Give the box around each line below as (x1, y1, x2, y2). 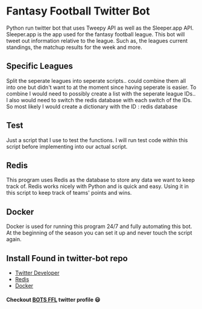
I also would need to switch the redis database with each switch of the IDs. (6, 96, 192, 103)
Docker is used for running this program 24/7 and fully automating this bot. (6, 223, 192, 230)
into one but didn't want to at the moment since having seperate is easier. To (6, 83, 197, 91)
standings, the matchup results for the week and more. (6, 44, 143, 51)
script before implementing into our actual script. (6, 143, 128, 150)
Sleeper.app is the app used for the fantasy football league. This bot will (6, 30, 185, 37)
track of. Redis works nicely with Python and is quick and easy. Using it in (6, 183, 189, 190)
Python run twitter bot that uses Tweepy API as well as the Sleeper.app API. (6, 24, 194, 31)
